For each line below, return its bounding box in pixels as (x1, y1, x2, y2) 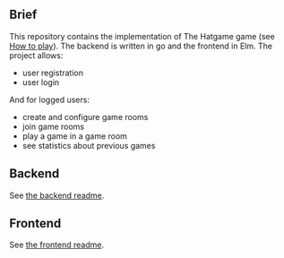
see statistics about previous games (22, 140, 156, 150)
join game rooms (22, 121, 85, 132)
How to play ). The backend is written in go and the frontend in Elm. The (9, 40, 273, 51)
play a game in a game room (22, 130, 128, 142)
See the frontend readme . (9, 239, 105, 250)
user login (22, 76, 60, 88)
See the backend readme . (9, 190, 105, 201)
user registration (22, 67, 83, 78)
